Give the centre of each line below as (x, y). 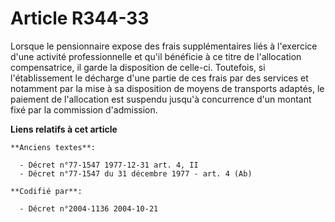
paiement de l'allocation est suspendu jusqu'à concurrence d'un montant (161, 99)
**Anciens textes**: (53, 147)
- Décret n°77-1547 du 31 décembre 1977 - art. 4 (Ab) (136, 173)
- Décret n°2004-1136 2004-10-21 (89, 208)
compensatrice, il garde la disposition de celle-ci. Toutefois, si (138, 67)
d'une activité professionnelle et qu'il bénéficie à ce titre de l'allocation (156, 56)
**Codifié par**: (46, 191)
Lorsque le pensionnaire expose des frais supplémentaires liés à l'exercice (164, 46)
